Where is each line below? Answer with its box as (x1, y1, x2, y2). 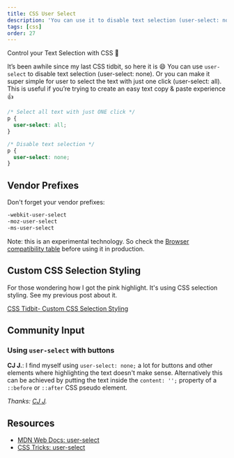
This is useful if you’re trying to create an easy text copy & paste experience (7, 84, 226, 93)
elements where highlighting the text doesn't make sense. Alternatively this (7, 369, 223, 377)
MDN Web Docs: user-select (17, 436, 100, 444)
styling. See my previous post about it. (7, 290, 118, 299)
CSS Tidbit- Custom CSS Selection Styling (7, 304, 129, 313)
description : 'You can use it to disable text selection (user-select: (7, 17, 219, 24)
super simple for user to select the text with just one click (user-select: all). (7, 77, 222, 86)
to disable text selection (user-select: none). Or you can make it (27, 70, 210, 78)
